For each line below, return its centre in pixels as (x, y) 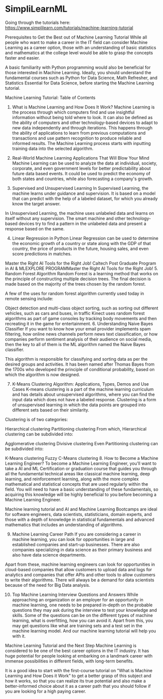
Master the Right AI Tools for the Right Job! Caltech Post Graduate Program (81, 263)
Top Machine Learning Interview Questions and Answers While (75, 595)
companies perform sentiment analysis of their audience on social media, (79, 339)
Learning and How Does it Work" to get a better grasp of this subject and (78, 676)
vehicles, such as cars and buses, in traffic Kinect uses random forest (75, 313)
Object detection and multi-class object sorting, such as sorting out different (82, 308)
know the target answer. (36, 204)
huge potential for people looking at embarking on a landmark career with (79, 656)
